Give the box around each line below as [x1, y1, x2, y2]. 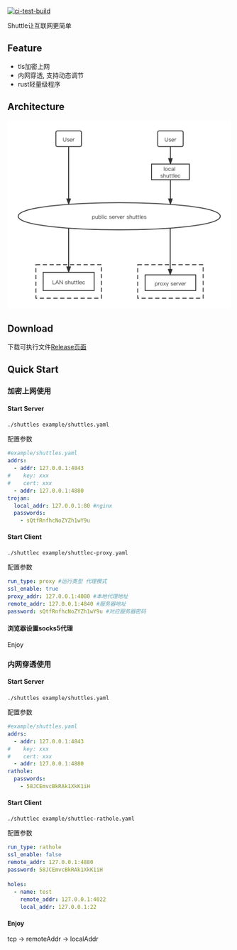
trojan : [7, 494, 31, 502]
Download [7, 323, 53, 335]
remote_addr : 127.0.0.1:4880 [7, 858, 94, 866]
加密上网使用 [7, 386, 52, 396]
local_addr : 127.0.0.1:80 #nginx [13, 502, 113, 509]
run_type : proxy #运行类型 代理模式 [7, 578, 108, 585]
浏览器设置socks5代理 [7, 624, 73, 633]
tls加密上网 [17, 62, 50, 70]
